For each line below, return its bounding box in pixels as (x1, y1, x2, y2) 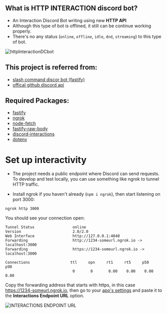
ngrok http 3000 (5, 206, 39, 211)
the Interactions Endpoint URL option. (5, 293, 84, 299)
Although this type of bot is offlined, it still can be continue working (12, 23, 151, 29)
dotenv (12, 136, 28, 142)
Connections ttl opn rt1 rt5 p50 (5, 260, 149, 265)
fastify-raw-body (12, 126, 48, 132)
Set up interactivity (5, 154, 87, 166)
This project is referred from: (5, 63, 98, 72)
